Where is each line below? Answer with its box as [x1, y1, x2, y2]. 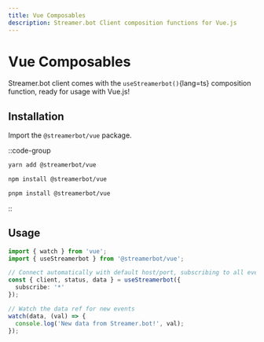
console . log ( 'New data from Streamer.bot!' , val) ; [15, 319, 185, 327]
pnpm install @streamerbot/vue [8, 189, 111, 197]
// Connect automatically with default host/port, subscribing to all [8, 269, 244, 277]
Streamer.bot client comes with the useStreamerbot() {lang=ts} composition [8, 79, 251, 88]
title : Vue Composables [8, 11, 86, 20]
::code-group [8, 146, 51, 156]
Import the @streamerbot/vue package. [8, 131, 132, 140]
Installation [8, 109, 64, 123]
